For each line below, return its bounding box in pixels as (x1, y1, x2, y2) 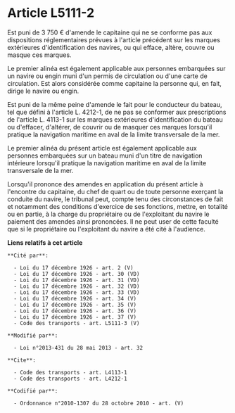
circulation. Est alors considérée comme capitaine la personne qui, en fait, (7, 79, 222, 87)
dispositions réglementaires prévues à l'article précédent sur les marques (7, 35, 220, 44)
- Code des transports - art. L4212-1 (13, 375, 128, 382)
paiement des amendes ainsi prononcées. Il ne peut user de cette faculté (7, 217, 220, 226)
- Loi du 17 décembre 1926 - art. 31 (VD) (13, 277, 140, 284)
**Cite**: (7, 357, 37, 364)
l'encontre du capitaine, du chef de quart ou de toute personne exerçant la (7, 187, 224, 196)
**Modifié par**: (7, 332, 58, 339)
